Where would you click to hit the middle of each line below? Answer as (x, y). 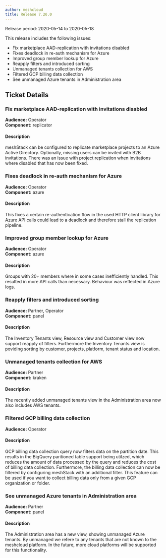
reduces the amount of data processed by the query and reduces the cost (81, 462)
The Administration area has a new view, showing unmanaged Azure (75, 534)
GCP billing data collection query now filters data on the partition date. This (82, 451)
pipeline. (14, 225)
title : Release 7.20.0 (28, 14)
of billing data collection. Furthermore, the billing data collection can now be (83, 467)
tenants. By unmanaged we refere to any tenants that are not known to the (81, 540)
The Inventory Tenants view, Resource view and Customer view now (75, 338)
